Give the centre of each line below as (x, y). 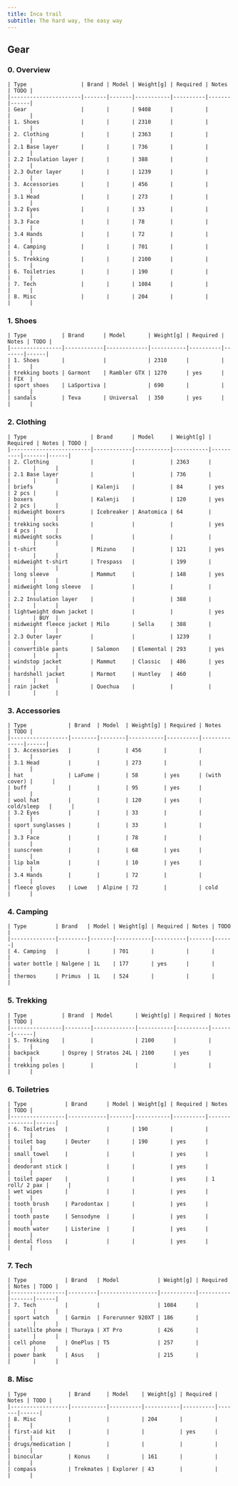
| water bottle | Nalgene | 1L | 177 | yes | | (111, 964)
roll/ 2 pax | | (40, 1185)
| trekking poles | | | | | (110, 1065)
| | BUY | (33, 618)
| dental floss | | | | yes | (108, 1241)
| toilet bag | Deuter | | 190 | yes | (108, 1142)
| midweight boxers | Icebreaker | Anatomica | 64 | (110, 512)
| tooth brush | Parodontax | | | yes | (108, 1204)
